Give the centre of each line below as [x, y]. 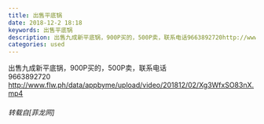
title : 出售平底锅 [35, 15]
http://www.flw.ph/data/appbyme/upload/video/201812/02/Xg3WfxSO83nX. [131, 85]
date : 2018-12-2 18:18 [45, 23]
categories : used [37, 45]
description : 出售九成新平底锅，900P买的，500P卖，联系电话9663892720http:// [128, 37]
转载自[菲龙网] [31, 112]
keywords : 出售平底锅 [40, 30]
